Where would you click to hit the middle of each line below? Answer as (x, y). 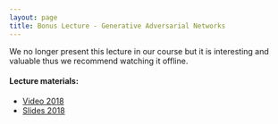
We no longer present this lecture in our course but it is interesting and (139, 51)
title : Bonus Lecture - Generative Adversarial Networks (118, 26)
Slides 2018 (43, 110)
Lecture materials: (44, 81)
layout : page (34, 17)
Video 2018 (43, 101)
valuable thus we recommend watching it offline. (99, 61)
